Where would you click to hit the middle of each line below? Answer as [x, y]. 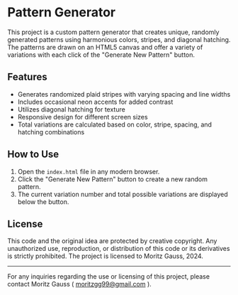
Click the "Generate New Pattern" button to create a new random [112, 179]
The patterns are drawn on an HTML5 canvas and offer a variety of [105, 47]
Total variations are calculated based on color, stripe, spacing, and [115, 124]
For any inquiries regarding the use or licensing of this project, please [109, 277]
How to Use [33, 155]
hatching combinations [51, 132]
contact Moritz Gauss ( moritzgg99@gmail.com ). [80, 284]
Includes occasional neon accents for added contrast [95, 102]
